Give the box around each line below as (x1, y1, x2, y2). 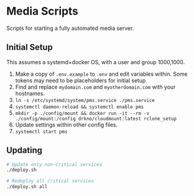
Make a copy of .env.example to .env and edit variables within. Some (15, 70, 188, 78)
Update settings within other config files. (15, 121, 118, 128)
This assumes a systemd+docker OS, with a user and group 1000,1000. (6, 58, 185, 65)
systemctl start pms (15, 128, 68, 135)
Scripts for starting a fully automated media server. (6, 24, 134, 32)
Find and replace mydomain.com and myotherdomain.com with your (15, 83, 176, 90)
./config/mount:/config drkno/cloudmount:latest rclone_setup (15, 115, 177, 122)
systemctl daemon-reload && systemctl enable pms (15, 104, 145, 110)
